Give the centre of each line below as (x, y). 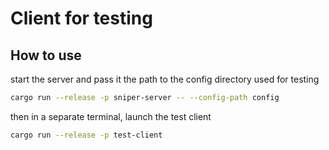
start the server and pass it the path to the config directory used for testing (165, 79)
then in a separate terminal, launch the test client (111, 116)
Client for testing (81, 18)
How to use (46, 55)
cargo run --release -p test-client (86, 135)
